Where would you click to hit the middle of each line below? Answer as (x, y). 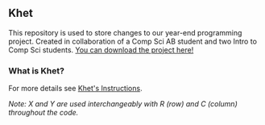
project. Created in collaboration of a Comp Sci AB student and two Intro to (133, 41)
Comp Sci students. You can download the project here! (101, 50)
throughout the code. (43, 113)
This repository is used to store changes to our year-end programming (125, 32)
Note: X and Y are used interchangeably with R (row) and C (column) (123, 104)
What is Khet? (36, 70)
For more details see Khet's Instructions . (75, 89)
